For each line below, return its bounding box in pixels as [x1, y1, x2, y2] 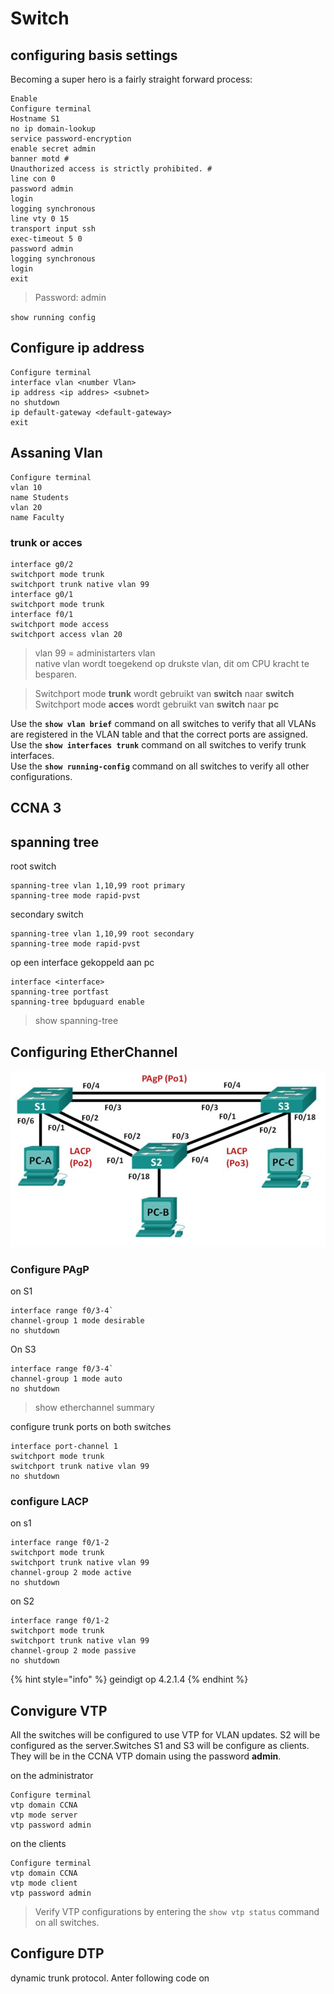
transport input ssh [10, 224, 97, 234]
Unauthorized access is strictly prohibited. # [10, 164, 213, 174]
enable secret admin [10, 144, 97, 154]
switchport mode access [10, 619, 110, 629]
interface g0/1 [10, 589, 74, 599]
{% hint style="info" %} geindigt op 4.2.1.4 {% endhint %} [10, 1673, 249, 1686]
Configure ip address [10, 340, 145, 357]
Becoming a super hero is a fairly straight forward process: [10, 73, 253, 85]
